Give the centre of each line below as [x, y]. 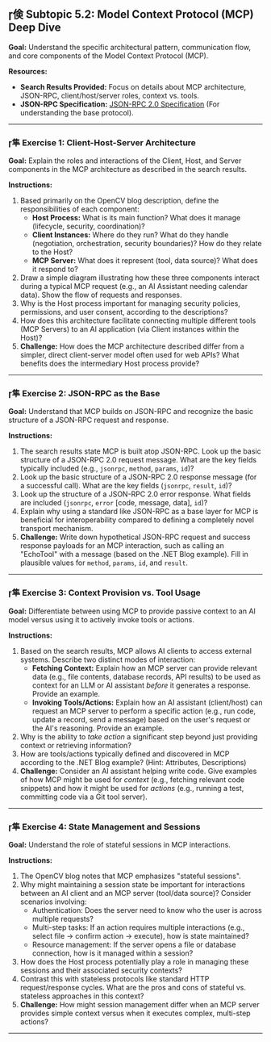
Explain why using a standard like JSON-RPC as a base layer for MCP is [139, 512]
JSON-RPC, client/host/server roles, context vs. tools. [110, 95]
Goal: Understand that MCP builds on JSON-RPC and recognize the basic [131, 412]
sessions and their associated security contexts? [101, 970]
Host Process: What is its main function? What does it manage [136, 218]
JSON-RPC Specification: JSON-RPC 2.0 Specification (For [120, 104]
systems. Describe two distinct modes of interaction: [108, 659]
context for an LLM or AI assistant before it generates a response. [141, 685]
